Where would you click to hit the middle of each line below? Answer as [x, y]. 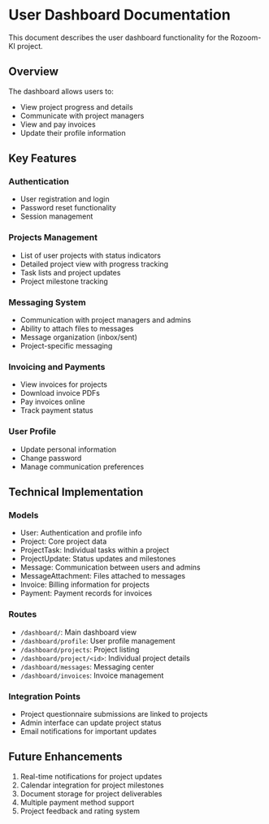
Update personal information [68, 449]
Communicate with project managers [82, 115]
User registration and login [65, 199]
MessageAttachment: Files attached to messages [102, 576]
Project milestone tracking [64, 281]
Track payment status [56, 410]
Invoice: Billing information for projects [85, 585]
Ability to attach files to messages [77, 329]
